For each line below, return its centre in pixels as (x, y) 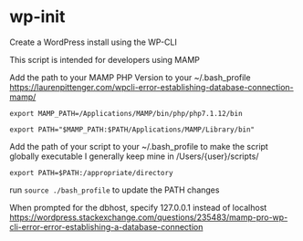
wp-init (37, 17)
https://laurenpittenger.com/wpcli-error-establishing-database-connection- (151, 87)
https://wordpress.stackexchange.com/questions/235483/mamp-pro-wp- (149, 217)
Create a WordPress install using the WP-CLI (94, 42)
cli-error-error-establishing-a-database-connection (106, 226)
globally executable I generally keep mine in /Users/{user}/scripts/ (134, 156)
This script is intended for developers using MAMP (105, 59)
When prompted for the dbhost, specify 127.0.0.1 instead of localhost (138, 207)
